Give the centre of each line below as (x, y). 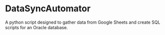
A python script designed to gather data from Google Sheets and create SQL (83, 22)
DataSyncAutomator (48, 9)
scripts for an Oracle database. (36, 27)
